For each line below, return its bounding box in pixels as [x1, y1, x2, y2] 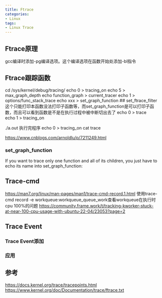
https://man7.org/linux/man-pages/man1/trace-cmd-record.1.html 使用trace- [5, 190, 158, 196]
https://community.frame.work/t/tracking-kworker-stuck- [38, 203, 154, 208]
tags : [5, 20, 16, 26]
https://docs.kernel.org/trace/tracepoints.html [5, 282, 97, 288]
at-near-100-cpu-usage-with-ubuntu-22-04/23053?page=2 [5, 208, 126, 214]
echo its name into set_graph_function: [5, 163, 83, 169]
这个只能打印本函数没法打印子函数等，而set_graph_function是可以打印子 [5, 103, 150, 109]
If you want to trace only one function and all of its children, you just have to [5, 158, 157, 164]
